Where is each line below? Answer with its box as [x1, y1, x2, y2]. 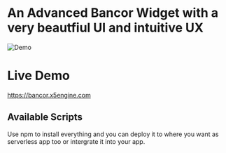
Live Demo [7, 68, 70, 84]
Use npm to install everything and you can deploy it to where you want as [7, 130, 219, 138]
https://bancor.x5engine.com [7, 91, 91, 99]
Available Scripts [7, 111, 83, 124]
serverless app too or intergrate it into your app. [7, 137, 146, 145]
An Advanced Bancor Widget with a [7, 5, 219, 21]
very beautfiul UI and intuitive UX [7, 20, 204, 36]
